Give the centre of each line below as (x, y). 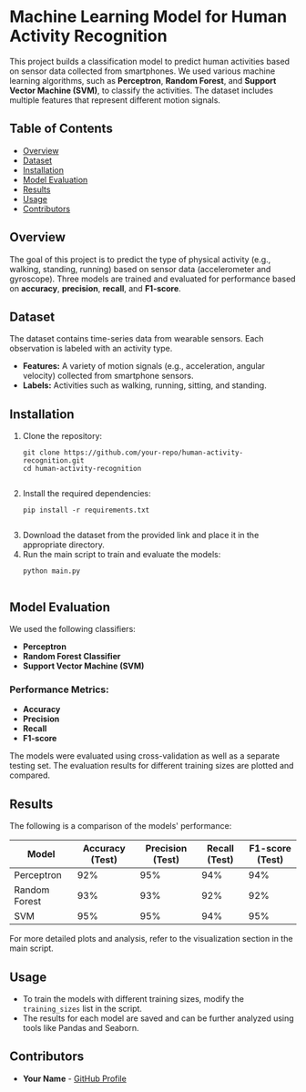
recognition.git (53, 461)
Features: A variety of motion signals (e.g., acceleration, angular (144, 366)
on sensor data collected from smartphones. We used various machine (143, 71)
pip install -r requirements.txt (86, 510)
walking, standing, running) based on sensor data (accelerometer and (140, 269)
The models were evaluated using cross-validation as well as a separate (145, 756)
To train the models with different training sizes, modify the (133, 998)
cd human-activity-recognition (82, 469)
